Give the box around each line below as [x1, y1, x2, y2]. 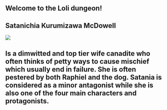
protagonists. [5, 96, 49, 105]
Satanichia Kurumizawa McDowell [5, 21, 116, 30]
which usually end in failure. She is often [5, 65, 136, 74]
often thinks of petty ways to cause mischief [5, 57, 150, 65]
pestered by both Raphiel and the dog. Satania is [5, 73, 162, 82]
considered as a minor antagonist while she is [5, 81, 154, 89]
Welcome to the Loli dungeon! [5, 4, 102, 13]
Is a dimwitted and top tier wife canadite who [5, 49, 151, 58]
